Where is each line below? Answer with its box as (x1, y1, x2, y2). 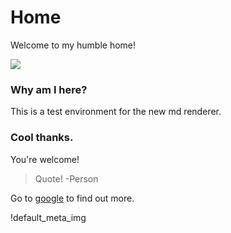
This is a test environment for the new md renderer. (10, 106, 222, 118)
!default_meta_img (10, 211, 87, 223)
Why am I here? (10, 82, 88, 96)
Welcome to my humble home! (10, 39, 137, 51)
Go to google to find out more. (10, 192, 135, 204)
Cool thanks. (10, 131, 74, 145)
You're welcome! (10, 153, 80, 165)
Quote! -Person (34, 172, 99, 185)
